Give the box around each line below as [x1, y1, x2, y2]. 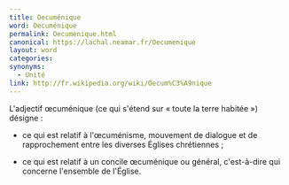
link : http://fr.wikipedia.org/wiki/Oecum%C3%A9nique [9, 79, 213, 88]
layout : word [9, 46, 58, 55]
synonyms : [9, 63, 46, 72]
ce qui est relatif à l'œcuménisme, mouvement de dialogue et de [21, 129, 258, 140]
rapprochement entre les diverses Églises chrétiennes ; [21, 139, 224, 150]
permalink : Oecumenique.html [9, 29, 117, 38]
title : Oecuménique [9, 12, 82, 22]
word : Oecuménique [9, 21, 77, 30]
